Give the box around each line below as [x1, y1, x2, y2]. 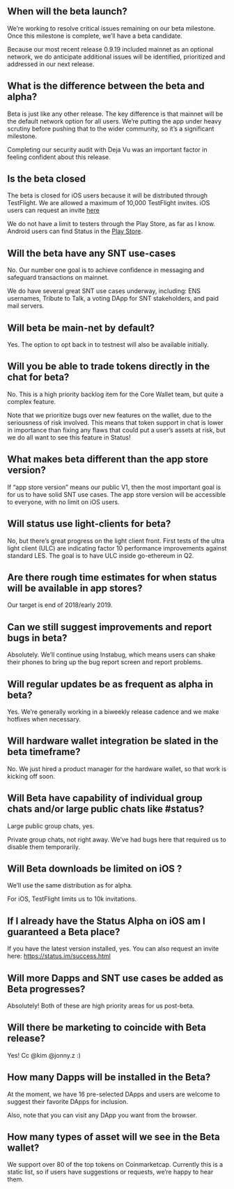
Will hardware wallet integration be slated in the [7, 735, 219, 747]
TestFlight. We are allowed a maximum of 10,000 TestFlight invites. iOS [7, 199, 210, 207]
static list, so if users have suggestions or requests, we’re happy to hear [7, 1168, 214, 1176]
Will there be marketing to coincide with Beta [7, 1022, 207, 1033]
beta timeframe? [7, 746, 81, 758]
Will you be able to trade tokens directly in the [7, 361, 210, 373]
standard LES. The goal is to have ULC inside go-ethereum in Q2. [7, 551, 194, 560]
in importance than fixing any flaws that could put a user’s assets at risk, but [7, 426, 226, 434]
